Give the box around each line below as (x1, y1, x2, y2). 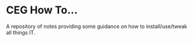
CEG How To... (6, 3, 78, 17)
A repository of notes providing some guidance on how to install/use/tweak (6, 23, 188, 30)
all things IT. (6, 29, 36, 36)
